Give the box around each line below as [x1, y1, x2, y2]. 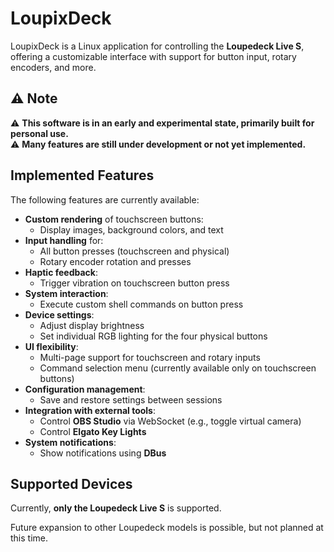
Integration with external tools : [24, 404, 156, 416]
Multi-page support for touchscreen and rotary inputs [39, 351, 261, 363]
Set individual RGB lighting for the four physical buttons [39, 330, 268, 342]
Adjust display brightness [39, 319, 145, 331]
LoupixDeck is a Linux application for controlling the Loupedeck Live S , [10, 40, 305, 52]
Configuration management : [24, 383, 146, 395]
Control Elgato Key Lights [39, 425, 147, 437]
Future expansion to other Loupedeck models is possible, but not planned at [10, 522, 324, 534]
